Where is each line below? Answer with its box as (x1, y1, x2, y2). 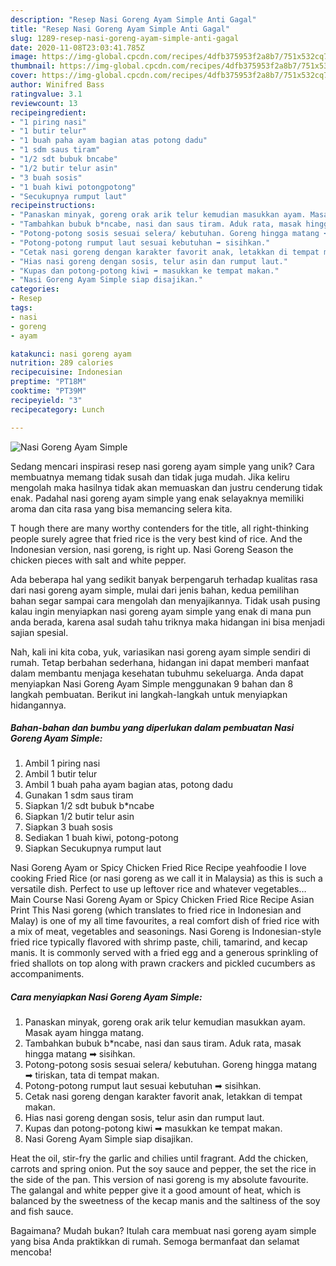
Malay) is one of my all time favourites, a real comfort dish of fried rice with (10, 915, 320, 927)
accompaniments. (10, 968, 85, 980)
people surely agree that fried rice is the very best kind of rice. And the (10, 532, 303, 545)
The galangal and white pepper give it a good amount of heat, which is (10, 1184, 302, 1196)
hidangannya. (10, 699, 67, 711)
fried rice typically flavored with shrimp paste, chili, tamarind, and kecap (10, 936, 308, 948)
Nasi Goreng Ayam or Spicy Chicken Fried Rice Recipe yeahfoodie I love (10, 862, 307, 874)
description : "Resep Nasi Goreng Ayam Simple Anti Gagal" (10, 14, 257, 25)
